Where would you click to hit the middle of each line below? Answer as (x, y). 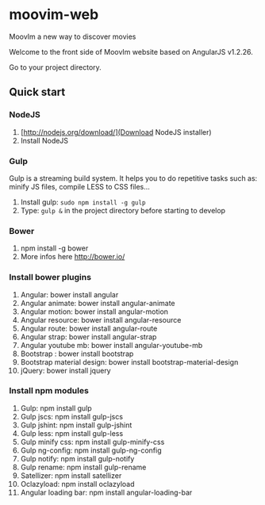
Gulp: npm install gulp (56, 408)
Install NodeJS (44, 140)
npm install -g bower (54, 248)
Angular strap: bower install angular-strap (88, 337)
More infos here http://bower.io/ (73, 257)
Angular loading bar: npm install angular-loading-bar (106, 492)
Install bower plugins (50, 277)
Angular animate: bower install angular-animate (98, 303)
